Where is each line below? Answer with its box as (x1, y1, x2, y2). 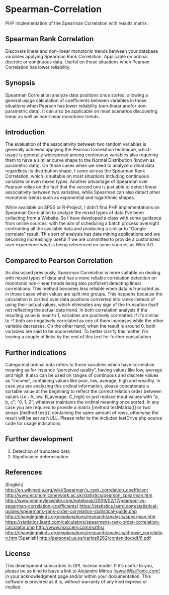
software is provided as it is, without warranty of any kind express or (5, 579, 147, 585)
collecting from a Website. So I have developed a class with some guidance (5, 215, 162, 221)
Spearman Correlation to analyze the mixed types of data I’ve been (5, 210, 144, 216)
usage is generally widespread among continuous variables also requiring (5, 152, 158, 158)
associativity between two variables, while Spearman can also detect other (5, 189, 161, 195)
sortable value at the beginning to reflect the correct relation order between (5, 388, 162, 394)
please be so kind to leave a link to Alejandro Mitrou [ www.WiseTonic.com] (5, 568, 160, 574)
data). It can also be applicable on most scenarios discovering (29, 108, 157, 114)
